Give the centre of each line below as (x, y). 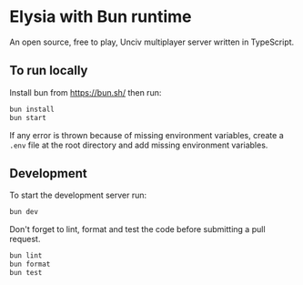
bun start (28, 117)
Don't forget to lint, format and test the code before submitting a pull (137, 229)
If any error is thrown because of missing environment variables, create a (146, 135)
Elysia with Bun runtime (101, 17)
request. (25, 239)
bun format (30, 265)
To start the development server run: (78, 195)
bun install (32, 109)
